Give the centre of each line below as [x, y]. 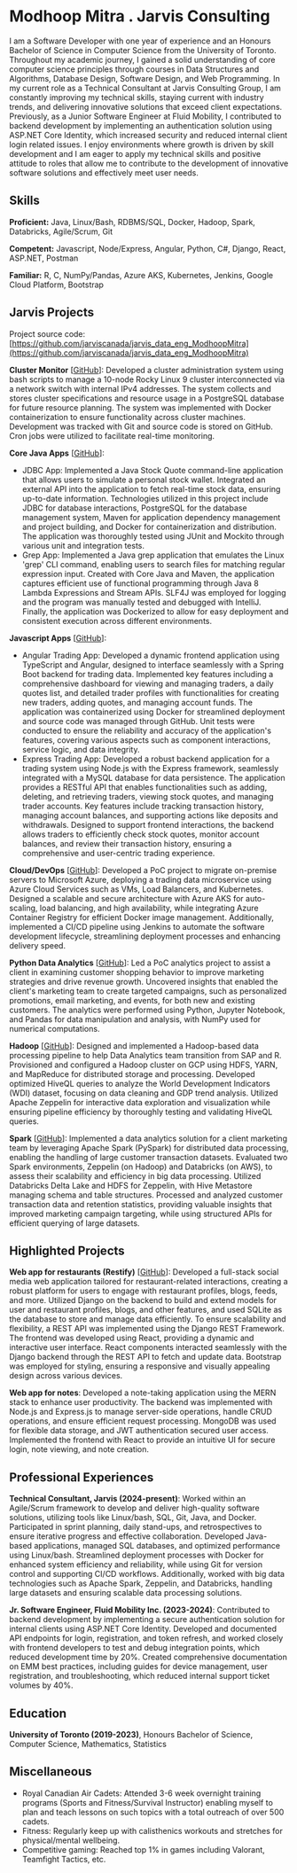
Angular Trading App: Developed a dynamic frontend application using [151, 655]
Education [38, 1713]
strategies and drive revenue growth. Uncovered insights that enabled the [144, 981]
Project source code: [47, 333]
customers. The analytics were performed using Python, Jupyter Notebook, [147, 1010]
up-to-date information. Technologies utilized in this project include [145, 498]
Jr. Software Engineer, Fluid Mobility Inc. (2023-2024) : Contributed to [140, 1610]
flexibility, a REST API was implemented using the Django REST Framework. [147, 1329]
